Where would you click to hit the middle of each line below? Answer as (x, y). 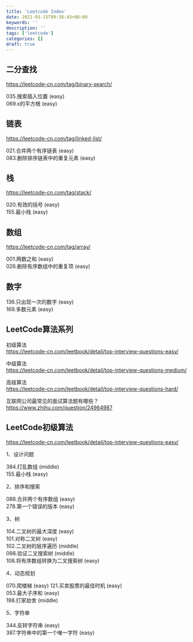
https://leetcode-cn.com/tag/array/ (48, 247)
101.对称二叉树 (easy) (32, 539)
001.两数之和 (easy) (30, 259)
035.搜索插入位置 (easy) (35, 96)
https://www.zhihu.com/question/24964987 (59, 407)
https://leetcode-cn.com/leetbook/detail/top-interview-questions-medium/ (97, 370)
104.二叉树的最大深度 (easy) (40, 531)
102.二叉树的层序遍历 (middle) (43, 546)
